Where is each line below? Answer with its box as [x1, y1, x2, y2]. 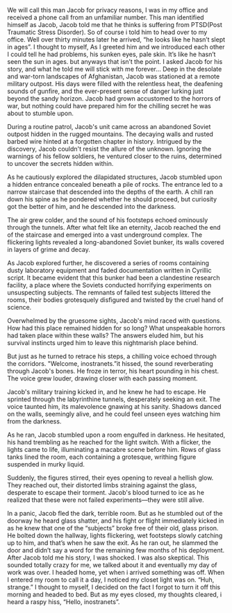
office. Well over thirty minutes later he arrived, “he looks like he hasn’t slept [7, 35, 226, 44]
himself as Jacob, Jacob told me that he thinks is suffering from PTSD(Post [7, 21, 222, 28]
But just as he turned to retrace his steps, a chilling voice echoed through [7, 352, 217, 360]
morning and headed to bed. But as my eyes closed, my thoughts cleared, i [7, 590, 222, 598]
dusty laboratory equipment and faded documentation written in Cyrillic [7, 267, 212, 274]
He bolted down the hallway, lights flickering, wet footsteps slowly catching [7, 531, 223, 539]
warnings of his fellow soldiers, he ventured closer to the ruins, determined [7, 152, 222, 160]
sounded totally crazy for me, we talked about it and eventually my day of [7, 561, 217, 569]
